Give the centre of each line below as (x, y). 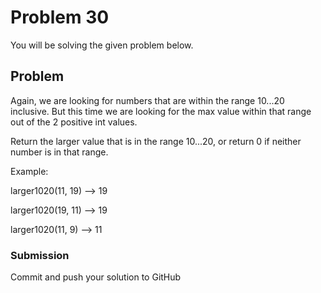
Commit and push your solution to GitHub (96, 277)
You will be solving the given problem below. (102, 45)
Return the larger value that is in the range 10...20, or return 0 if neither (156, 141)
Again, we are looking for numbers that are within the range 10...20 (147, 100)
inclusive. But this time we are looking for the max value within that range (161, 111)
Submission (40, 255)
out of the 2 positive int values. (74, 122)
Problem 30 (60, 17)
